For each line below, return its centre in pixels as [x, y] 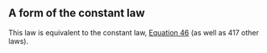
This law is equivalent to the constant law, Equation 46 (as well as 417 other [134, 32]
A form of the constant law [77, 13]
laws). [19, 41]
